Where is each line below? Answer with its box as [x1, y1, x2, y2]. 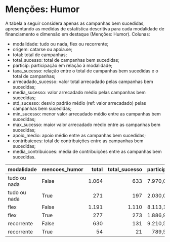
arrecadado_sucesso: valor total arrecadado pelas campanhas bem [12, 78, 153, 85]
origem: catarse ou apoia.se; [12, 46, 72, 52]
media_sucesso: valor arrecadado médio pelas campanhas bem [12, 89, 146, 95]
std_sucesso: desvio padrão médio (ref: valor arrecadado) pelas [12, 100, 146, 106]
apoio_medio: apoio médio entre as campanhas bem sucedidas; [12, 132, 146, 138]
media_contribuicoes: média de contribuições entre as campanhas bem [12, 148, 162, 154]
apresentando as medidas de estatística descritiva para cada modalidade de [5, 25, 164, 31]
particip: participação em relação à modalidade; [12, 62, 113, 68]
